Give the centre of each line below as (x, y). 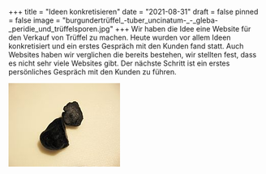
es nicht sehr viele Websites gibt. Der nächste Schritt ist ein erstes (119, 63)
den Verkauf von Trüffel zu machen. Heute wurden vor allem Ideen (120, 37)
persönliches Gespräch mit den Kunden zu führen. (92, 72)
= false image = (34, 20)
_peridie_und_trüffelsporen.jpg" (61, 29)
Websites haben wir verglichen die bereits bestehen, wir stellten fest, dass (133, 55)
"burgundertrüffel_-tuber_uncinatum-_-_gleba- (140, 20)
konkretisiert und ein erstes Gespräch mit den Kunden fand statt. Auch (126, 46)
